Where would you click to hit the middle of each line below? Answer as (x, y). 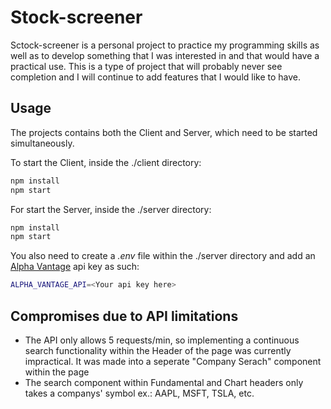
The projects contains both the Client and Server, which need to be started (164, 132)
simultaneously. (42, 143)
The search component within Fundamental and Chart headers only (164, 382)
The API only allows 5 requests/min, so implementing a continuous (162, 340)
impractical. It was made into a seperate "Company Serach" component (173, 361)
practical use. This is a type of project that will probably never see (146, 66)
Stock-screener (76, 17)
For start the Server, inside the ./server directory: (111, 209)
